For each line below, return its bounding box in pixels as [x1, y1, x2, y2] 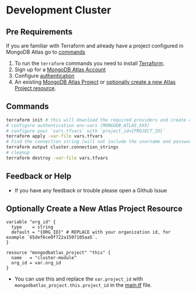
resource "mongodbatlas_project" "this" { [6, 250, 111, 256]
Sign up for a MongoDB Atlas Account [14, 66, 106, 73]
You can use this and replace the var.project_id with [14, 275, 143, 282]
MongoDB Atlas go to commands [6, 49, 86, 56]
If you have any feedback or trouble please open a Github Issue [14, 186, 167, 193]
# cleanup [6, 150, 30, 155]
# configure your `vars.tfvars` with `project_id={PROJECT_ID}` [6, 128, 166, 134]
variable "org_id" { [6, 219, 57, 225]
